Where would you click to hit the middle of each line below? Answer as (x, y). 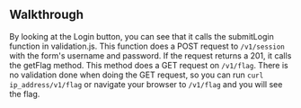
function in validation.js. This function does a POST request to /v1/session (147, 46)
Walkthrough (46, 15)
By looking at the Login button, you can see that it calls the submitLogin (142, 36)
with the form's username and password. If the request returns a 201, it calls (150, 55)
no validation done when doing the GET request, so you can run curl (137, 75)
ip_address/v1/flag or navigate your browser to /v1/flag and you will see (146, 84)
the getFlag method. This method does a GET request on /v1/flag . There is (149, 65)
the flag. (25, 94)
